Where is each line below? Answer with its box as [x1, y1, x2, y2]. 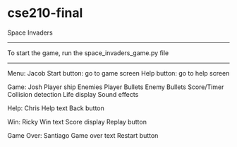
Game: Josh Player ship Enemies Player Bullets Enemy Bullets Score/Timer [7, 83, 224, 91]
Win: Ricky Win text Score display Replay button [7, 117, 147, 126]
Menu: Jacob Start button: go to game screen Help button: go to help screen [7, 69, 230, 77]
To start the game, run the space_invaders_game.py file [7, 48, 169, 57]
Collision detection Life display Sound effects [7, 90, 139, 98]
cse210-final [7, 5, 83, 21]
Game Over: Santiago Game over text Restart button [7, 131, 159, 139]
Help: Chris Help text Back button [7, 104, 104, 112]
